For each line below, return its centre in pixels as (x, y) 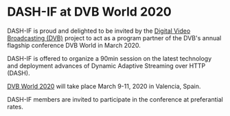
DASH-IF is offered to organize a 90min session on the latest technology (110, 58)
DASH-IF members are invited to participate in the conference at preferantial (115, 99)
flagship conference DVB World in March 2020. (74, 45)
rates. (15, 106)
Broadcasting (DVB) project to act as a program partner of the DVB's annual (114, 38)
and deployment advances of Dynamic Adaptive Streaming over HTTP (106, 66)
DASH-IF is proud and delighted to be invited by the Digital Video (99, 31)
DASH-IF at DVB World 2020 (89, 12)
